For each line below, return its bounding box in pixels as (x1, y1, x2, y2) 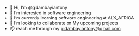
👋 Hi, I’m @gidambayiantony (9, 5, 68, 10)
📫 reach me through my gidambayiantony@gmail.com (9, 26, 121, 31)
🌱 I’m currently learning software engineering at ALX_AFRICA (9, 15, 134, 20)
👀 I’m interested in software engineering (9, 10, 91, 16)
